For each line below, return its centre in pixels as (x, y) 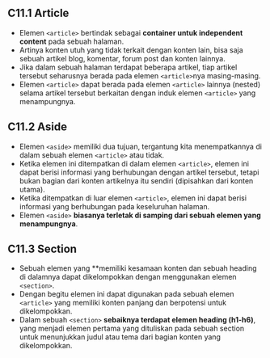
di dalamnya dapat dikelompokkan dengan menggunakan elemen (128, 277)
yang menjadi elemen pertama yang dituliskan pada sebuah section (132, 329)
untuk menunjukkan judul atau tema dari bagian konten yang (120, 337)
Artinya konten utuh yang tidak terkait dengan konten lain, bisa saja (131, 50)
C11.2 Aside (38, 127)
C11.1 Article (38, 13)
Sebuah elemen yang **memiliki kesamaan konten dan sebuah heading (138, 268)
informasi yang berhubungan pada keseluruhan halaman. (114, 206)
